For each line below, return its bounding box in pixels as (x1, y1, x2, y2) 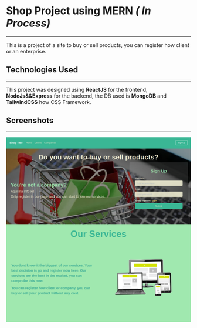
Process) (6, 16, 51, 30)
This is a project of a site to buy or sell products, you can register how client (6, 41, 189, 48)
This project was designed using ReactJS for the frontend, (6, 86, 148, 93)
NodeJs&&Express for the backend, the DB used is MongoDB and (6, 92, 167, 99)
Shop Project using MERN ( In (6, 4, 151, 18)
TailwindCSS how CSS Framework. (6, 98, 91, 105)
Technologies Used (6, 65, 78, 75)
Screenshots (6, 116, 54, 126)
